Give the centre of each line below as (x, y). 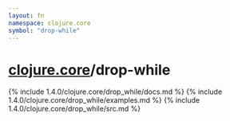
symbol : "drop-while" (44, 30)
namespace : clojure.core (50, 23)
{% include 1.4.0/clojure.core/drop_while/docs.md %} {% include (115, 92)
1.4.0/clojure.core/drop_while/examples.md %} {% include (104, 100)
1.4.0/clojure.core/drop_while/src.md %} (75, 109)
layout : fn (26, 16)
